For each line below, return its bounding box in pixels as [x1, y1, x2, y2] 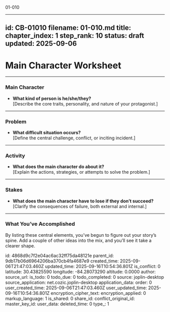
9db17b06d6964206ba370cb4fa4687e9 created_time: [5, 257, 119, 264]
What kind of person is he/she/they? [12, 95, 92, 101]
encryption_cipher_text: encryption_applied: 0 [50, 290, 146, 296]
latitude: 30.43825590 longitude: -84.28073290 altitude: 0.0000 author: [5, 269, 156, 275]
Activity [5, 152, 25, 159]
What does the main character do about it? [12, 164, 105, 170]
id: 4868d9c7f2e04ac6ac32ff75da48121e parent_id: [5, 252, 114, 258]
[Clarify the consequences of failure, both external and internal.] [12, 203, 147, 209]
